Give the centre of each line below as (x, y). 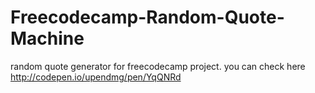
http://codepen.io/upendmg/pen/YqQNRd (96, 77)
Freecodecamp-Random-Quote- (147, 17)
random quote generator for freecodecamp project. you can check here (158, 66)
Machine (47, 38)
